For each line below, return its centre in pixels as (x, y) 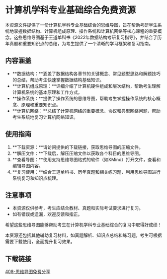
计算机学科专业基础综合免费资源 (71, 10)
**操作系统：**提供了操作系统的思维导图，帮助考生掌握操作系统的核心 (84, 98)
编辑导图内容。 (28, 166)
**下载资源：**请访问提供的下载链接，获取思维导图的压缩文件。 (78, 147)
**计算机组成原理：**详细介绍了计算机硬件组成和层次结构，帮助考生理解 (86, 86)
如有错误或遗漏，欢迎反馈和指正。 (47, 214)
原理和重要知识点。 (41, 104)
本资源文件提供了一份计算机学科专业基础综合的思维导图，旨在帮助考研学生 (81, 25)
